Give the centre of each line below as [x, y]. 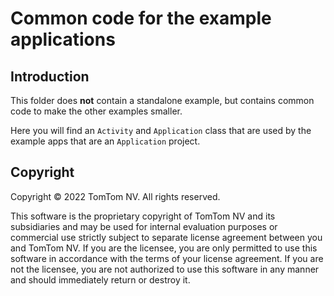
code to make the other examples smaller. [96, 111]
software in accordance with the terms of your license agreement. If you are [167, 258]
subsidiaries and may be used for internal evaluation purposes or [144, 226]
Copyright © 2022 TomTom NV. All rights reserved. [115, 196]
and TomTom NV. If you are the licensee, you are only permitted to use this [164, 248]
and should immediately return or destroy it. [100, 279]
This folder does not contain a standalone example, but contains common [162, 100]
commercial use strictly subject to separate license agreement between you [166, 237]
